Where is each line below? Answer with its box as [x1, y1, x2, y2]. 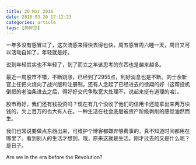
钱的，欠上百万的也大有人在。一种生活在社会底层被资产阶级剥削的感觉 [6, 108, 175, 115]
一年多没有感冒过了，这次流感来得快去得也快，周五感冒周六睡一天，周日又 [6, 41, 185, 48]
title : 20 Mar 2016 [6, 8, 54, 15]
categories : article [6, 19, 57, 25]
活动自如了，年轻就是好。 [10, 49, 73, 56]
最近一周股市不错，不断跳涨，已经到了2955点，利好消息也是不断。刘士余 [6, 73, 182, 80]
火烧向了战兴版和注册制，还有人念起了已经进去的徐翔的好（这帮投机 [26, 81, 190, 88]
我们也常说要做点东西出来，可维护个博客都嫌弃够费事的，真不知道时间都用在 [6, 128, 190, 135]
